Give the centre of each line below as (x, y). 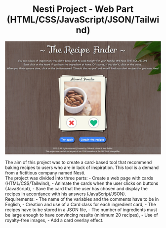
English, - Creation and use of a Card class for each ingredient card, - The (81, 205)
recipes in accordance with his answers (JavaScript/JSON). (66, 194)
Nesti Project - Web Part (83, 9)
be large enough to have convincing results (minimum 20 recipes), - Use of (82, 215)
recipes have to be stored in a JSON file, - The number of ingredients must (81, 210)
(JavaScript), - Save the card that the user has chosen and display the (77, 189)
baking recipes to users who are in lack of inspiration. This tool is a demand (82, 168)
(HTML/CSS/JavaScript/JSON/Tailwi (83, 20)
